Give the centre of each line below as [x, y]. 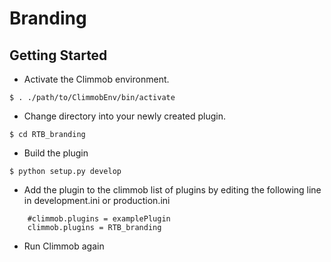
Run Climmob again [64, 246]
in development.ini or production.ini [97, 200]
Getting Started [58, 55]
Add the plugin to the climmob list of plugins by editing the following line [172, 190]
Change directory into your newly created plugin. [125, 116]
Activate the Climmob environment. [96, 79]
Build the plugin [56, 153]
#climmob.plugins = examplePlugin [99, 219]
